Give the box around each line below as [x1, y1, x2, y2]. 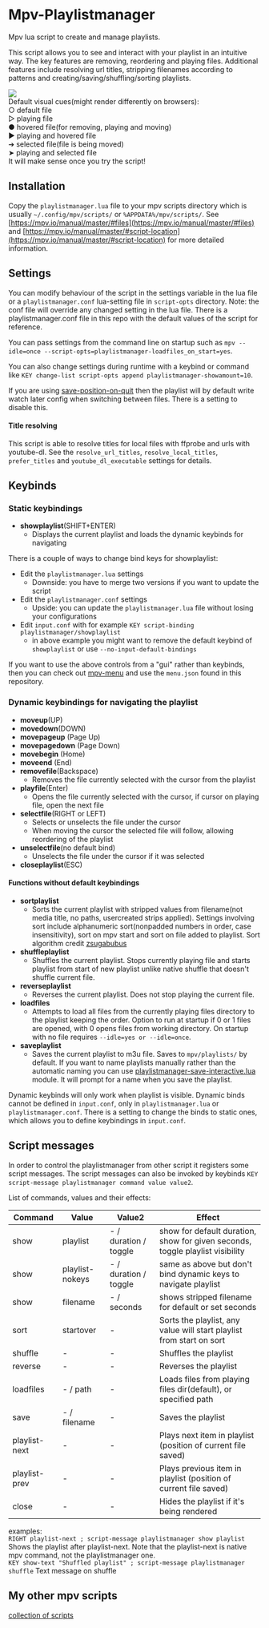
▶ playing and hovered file [8, 131, 97, 140]
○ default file [8, 105, 52, 115]
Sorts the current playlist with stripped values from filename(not [31, 904, 243, 914]
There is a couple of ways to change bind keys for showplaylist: [8, 554, 219, 563]
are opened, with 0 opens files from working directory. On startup [31, 1023, 249, 1033]
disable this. [8, 402, 48, 412]
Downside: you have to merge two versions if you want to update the [31, 578, 259, 587]
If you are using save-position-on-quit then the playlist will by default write [8, 385, 255, 395]
